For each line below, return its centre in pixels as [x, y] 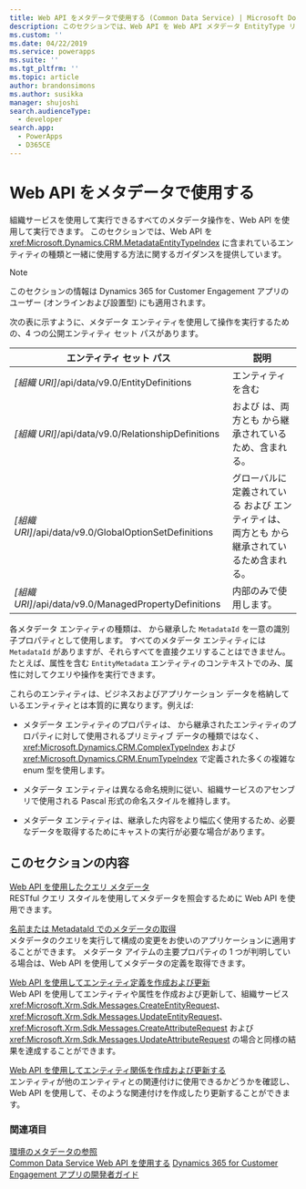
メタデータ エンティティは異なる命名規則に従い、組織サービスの [143, 789]
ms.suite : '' [34, 60]
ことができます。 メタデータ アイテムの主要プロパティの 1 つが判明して [150, 951]
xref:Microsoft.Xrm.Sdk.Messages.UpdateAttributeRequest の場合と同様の [149, 1039]
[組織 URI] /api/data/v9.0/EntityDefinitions [103, 382]
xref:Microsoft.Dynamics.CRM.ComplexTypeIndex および [129, 747]
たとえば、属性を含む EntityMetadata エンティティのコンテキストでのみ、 [148, 662]
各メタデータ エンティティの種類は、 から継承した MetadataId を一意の [142, 629]
